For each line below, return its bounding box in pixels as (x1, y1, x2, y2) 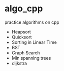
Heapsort (11, 29, 31, 35)
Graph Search (11, 50, 40, 56)
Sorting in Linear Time (11, 39, 57, 45)
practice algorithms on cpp (4, 19, 60, 25)
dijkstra (11, 60, 27, 66)
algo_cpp (4, 3, 43, 14)
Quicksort (11, 34, 32, 40)
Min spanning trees (11, 55, 51, 61)
